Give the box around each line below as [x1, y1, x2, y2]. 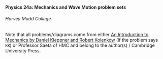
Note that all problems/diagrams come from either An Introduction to [5, 31, 149, 38]
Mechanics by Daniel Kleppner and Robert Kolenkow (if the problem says [5, 37, 158, 43]
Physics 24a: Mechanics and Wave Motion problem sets [5, 4, 126, 10]
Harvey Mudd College [5, 16, 51, 22]
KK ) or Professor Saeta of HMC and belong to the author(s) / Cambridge [5, 42, 155, 48]
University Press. [5, 47, 41, 53]
